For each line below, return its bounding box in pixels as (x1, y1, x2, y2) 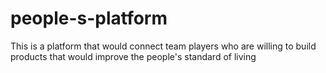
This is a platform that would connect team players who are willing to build (10, 40, 317, 52)
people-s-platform (10, 7, 168, 30)
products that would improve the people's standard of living (10, 50, 257, 62)
